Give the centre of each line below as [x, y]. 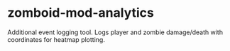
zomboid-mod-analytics [81, 13]
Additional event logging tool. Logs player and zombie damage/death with [115, 32]
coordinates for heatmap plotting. [56, 39]
